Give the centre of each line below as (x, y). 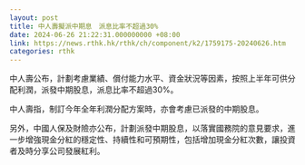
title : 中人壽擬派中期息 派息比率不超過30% (84, 26)
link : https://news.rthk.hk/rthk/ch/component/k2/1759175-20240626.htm (148, 43)
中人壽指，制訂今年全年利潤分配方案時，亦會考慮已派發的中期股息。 (137, 109)
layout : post (34, 18)
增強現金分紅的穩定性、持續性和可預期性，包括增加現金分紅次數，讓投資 (160, 140)
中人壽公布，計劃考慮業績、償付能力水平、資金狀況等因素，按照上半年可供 (148, 79)
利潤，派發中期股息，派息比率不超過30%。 (98, 90)
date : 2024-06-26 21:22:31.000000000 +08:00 (95, 34)
